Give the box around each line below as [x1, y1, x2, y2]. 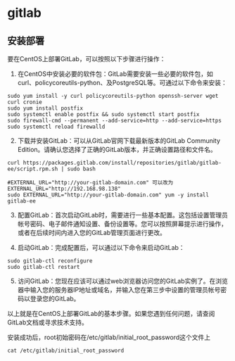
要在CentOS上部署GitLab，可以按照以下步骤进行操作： [7, 55, 166, 63]
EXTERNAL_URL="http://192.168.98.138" [7, 185, 121, 192]
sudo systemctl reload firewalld [7, 123, 106, 130]
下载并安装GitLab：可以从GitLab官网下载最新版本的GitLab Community [17, 137, 220, 145]
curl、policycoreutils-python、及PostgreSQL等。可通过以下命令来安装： [17, 79, 227, 87]
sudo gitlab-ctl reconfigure [7, 258, 93, 265]
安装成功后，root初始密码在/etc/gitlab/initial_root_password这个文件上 [7, 333, 211, 341]
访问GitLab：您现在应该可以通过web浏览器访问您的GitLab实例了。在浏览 [17, 277, 229, 285]
